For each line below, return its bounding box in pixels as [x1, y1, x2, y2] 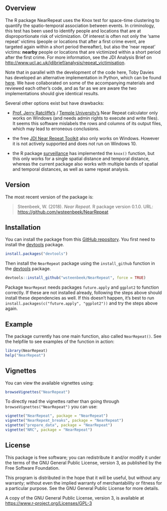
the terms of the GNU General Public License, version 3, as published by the [5, 460, 162, 466]
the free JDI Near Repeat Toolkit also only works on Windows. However [12, 135, 160, 141]
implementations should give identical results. [5, 90, 99, 96]
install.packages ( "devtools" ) [5, 251, 68, 256]
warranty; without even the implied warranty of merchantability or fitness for [5, 480, 162, 486]
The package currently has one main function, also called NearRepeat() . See [5, 334, 162, 339]
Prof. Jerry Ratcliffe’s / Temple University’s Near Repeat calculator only [12, 110, 158, 116]
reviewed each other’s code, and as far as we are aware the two [5, 85, 137, 91]
